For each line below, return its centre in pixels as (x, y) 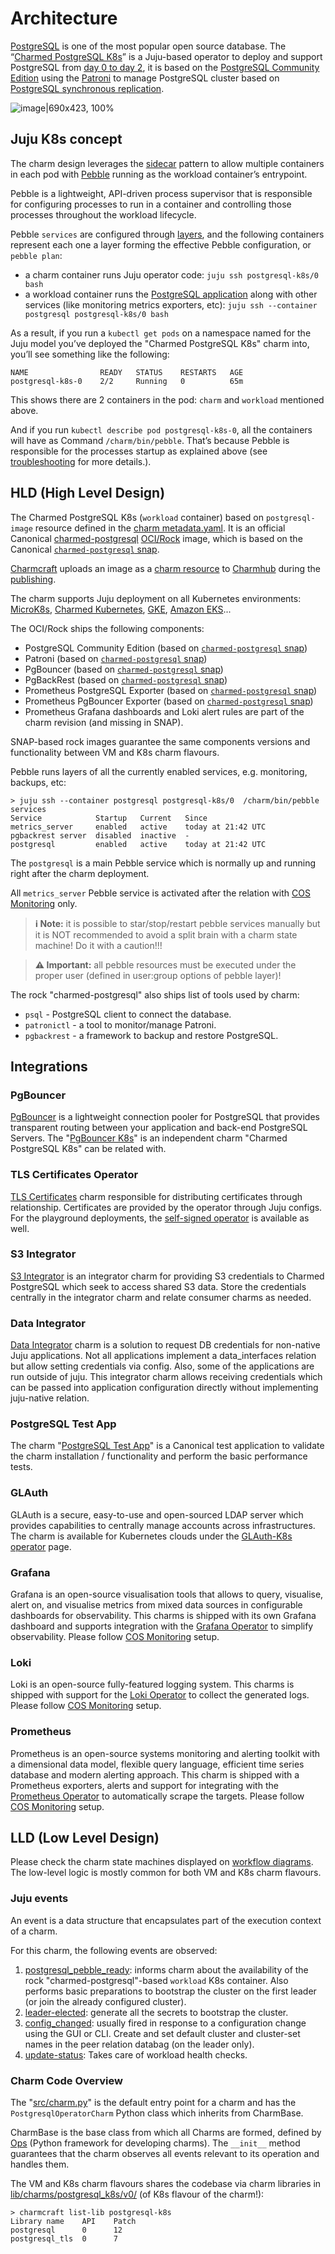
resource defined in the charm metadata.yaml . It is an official (160, 528)
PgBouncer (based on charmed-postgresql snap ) (124, 669)
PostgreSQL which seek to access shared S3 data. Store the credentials (158, 1286)
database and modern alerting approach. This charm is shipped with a (155, 1774)
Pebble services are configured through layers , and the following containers (167, 234)
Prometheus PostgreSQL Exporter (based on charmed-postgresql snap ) (171, 690)
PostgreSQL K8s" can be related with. (88, 1149)
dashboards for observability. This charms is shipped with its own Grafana (163, 1616)
